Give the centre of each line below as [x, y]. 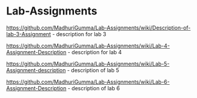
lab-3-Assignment [29, 34]
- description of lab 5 [93, 70]
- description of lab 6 [94, 88]
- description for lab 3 [79, 34]
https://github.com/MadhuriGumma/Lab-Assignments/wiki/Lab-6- [88, 82]
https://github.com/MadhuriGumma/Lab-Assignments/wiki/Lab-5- [88, 64]
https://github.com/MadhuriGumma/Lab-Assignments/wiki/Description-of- [98, 28]
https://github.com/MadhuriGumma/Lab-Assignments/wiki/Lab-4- [88, 46]
